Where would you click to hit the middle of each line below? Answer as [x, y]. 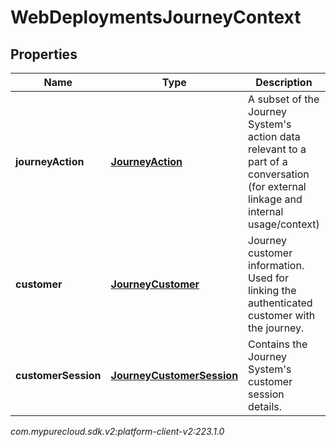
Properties [44, 54]
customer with [282, 315]
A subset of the [284, 99]
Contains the [278, 344]
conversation [279, 174]
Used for [268, 278]
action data [274, 136]
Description [284, 82]
